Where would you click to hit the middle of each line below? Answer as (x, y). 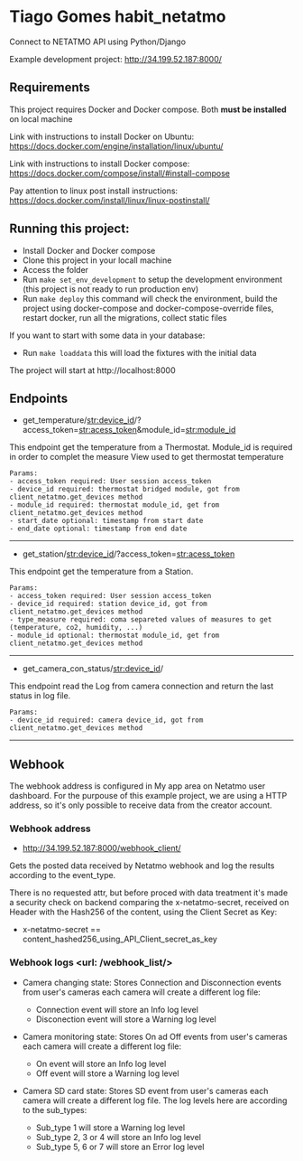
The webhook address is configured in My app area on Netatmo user (138, 786)
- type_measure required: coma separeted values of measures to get (141, 620)
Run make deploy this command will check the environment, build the (150, 298)
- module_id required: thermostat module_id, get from (115, 505)
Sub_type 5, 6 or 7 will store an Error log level (120, 1147)
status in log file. (40, 696)
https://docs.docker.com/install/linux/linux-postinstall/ (110, 200)
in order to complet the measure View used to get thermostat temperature (147, 457)
